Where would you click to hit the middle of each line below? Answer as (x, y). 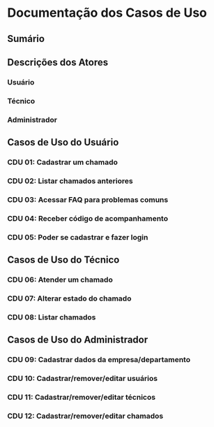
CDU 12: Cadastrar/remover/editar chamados (85, 416)
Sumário (26, 39)
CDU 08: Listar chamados (52, 317)
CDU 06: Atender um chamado (60, 280)
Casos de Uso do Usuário (63, 142)
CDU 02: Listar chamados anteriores (70, 181)
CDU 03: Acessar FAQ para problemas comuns (88, 199)
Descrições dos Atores (58, 62)
